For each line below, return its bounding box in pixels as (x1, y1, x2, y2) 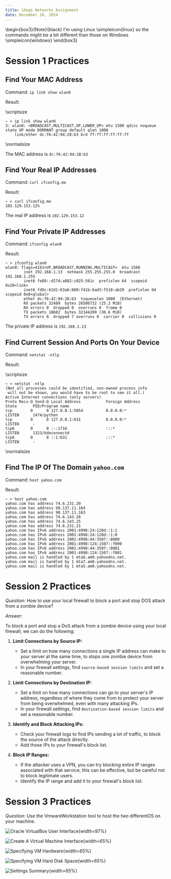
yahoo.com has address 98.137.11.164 (5, 505, 86, 511)
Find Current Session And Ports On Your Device (5, 338, 160, 346)
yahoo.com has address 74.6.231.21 (5, 523, 81, 528)
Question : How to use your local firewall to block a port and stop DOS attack (5, 597, 165, 604)
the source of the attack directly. (20, 736, 89, 743)
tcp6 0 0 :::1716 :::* (5, 426, 115, 431)
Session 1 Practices (5, 55, 89, 66)
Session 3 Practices (5, 796, 91, 807)
